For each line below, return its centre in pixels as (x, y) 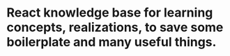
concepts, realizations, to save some (115, 27)
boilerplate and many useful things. (112, 42)
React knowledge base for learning (110, 13)
